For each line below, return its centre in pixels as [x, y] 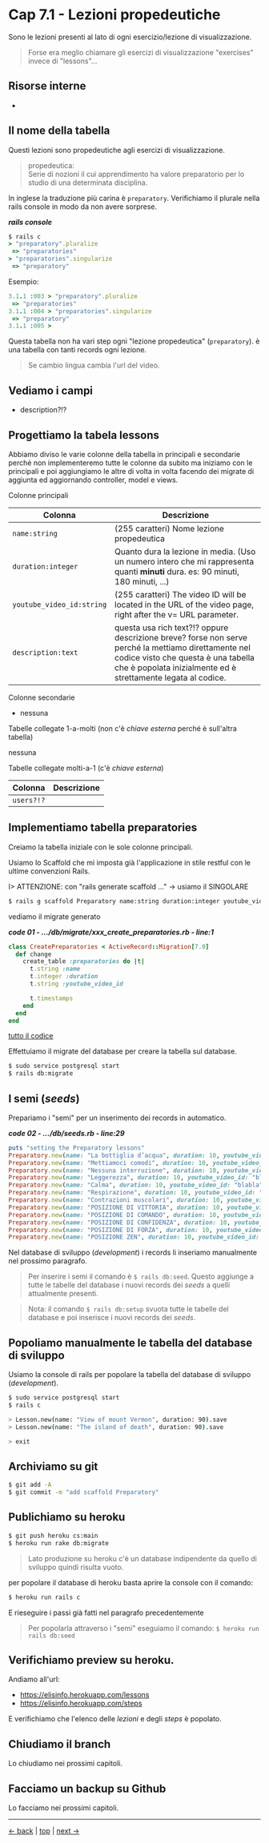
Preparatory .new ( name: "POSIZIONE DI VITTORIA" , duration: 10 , [116, 1207]
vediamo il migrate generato [54, 916]
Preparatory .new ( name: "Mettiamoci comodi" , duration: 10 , [109, 1162]
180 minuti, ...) [142, 581]
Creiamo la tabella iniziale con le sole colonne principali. [101, 847]
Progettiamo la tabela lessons [84, 435]
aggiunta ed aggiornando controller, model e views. [93, 480]
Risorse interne [47, 86]
